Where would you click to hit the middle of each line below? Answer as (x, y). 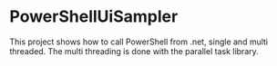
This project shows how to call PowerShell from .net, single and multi (139, 42)
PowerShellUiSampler (94, 17)
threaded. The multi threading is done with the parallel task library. (134, 51)
